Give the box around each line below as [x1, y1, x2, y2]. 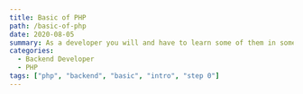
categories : [9, 47, 54, 56]
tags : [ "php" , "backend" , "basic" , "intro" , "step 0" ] [9, 72, 220, 81]
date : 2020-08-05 [9, 30, 75, 38]
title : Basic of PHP [9, 13, 87, 22]
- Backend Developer [17, 55, 95, 64]
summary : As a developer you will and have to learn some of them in [9, 38, 277, 47]
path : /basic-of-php [9, 21, 87, 30]
